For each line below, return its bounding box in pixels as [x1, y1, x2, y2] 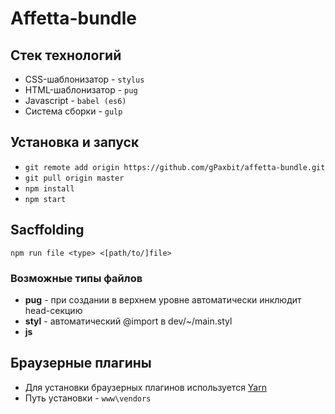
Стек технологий [10, 47, 122, 64]
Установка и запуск [10, 134, 140, 151]
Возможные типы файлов [10, 271, 143, 285]
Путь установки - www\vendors [24, 392, 152, 404]
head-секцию [24, 304, 83, 316]
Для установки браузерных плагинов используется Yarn [24, 381, 267, 393]
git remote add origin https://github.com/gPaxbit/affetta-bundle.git [24, 162, 326, 172]
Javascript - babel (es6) [24, 95, 127, 106]
